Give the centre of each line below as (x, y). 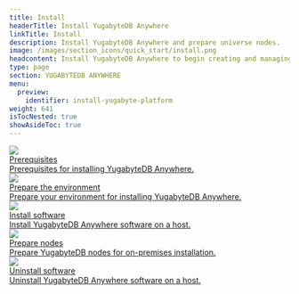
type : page (29, 68)
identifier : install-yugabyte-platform (99, 100)
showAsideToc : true (45, 126)
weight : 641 (31, 109)
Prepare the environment (55, 187)
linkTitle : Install (45, 34)
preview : (33, 92)
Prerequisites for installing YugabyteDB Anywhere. (101, 169)
